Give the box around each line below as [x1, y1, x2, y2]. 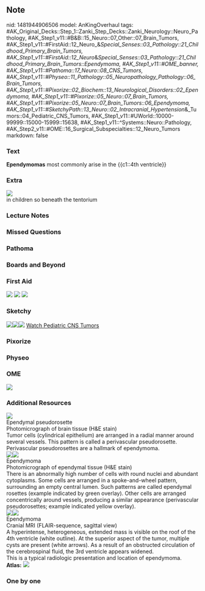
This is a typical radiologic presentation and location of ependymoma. [6, 554, 182, 562]
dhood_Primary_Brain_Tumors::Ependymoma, [6, 60, 121, 67]
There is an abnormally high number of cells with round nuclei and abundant [6, 470, 198, 478]
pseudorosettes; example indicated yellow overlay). [6, 503, 136, 510]
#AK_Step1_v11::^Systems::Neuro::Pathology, [80, 119, 192, 126]
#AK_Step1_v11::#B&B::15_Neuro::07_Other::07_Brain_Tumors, [27, 34, 179, 42]
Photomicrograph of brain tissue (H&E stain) [6, 425, 117, 433]
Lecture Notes [6, 211, 49, 220]
